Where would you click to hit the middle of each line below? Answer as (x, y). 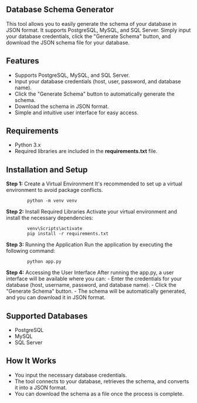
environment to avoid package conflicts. (55, 190)
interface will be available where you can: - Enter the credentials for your (94, 279)
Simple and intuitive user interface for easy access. (77, 112)
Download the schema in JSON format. (62, 106)
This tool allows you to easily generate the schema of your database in (91, 23)
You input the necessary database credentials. (71, 375)
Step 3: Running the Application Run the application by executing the (89, 245)
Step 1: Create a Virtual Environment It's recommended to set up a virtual (94, 184)
